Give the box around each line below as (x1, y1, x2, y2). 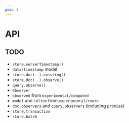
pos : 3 (5, 7, 19, 12)
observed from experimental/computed (12, 92, 89, 98)
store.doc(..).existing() (12, 72, 66, 77)
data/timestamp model (12, 66, 58, 72)
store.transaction (12, 109, 50, 114)
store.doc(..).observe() (12, 77, 64, 83)
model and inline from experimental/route (12, 97, 99, 103)
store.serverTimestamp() (12, 62, 64, 67)
